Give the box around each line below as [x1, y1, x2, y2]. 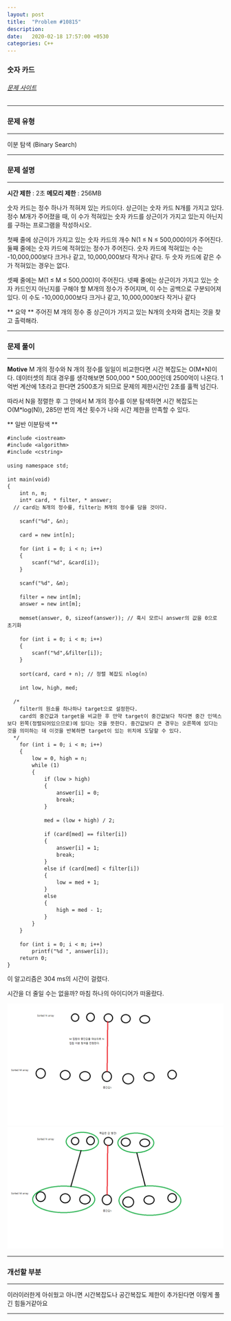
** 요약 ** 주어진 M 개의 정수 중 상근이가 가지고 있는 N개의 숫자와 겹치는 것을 [7, 307, 214, 316]
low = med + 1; [56, 879, 100, 886]
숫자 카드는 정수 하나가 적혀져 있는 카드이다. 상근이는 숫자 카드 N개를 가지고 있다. [7, 203, 224, 211]
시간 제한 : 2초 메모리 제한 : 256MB [7, 189, 102, 197]
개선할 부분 [7, 1267, 42, 1277]
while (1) [32, 762, 60, 769]
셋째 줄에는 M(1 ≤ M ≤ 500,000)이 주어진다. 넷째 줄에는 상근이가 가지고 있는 [7, 275, 212, 284]
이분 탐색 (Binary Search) [7, 140, 78, 148]
